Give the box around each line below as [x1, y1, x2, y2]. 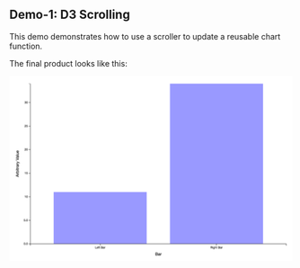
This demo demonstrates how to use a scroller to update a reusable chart [9, 31, 281, 41]
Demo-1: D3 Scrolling [9, 7, 130, 22]
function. [9, 40, 43, 51]
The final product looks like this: [9, 58, 128, 68]
